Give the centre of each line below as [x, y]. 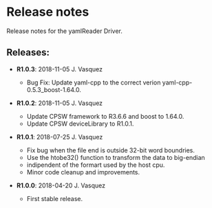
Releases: [28, 53]
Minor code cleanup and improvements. [83, 172]
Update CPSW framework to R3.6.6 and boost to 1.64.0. [105, 116]
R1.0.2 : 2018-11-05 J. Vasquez [60, 103]
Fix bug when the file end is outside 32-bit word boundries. [111, 150]
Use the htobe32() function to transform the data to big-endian [116, 157]
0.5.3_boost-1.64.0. [54, 89]
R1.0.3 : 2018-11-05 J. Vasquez [59, 69]
